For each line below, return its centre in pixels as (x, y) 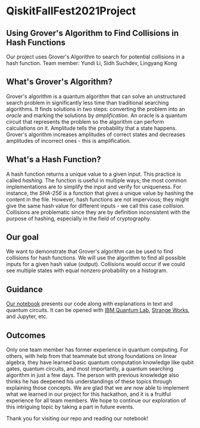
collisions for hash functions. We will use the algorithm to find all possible (96, 258)
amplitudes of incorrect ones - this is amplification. (68, 140)
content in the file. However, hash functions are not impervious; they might (98, 199)
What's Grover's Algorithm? (60, 82)
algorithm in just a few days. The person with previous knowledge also (93, 375)
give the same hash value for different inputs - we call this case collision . (96, 206)
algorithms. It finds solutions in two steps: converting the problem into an (96, 109)
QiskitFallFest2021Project (71, 11)
